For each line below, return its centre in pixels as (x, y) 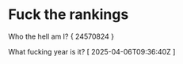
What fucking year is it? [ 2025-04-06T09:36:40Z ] (92, 51)
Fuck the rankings (69, 15)
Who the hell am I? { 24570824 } (61, 36)
